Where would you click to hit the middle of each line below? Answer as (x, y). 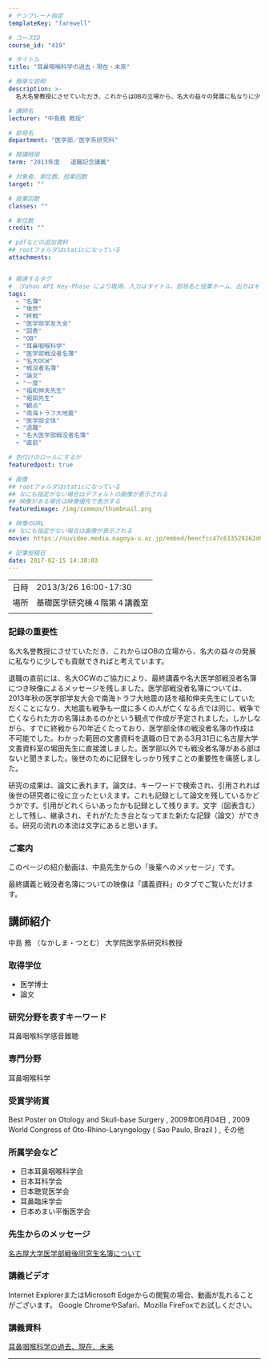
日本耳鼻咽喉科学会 (52, 1171)
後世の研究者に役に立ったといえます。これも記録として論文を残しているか (130, 795)
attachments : (30, 257)
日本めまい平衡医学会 (55, 1211)
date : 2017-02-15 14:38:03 (53, 560)
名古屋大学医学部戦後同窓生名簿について (75, 1253)
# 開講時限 (24, 155)
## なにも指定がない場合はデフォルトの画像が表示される (88, 494)
